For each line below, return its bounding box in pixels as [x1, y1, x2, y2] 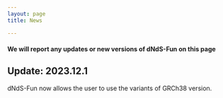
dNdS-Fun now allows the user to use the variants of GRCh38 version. [7, 84, 212, 92]
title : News [7, 17, 42, 24]
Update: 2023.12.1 [7, 65, 88, 78]
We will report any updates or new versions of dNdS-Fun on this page [7, 45, 216, 54]
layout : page [7, 10, 46, 18]
